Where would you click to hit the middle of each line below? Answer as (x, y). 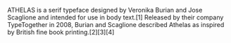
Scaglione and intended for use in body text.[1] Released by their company (115, 17)
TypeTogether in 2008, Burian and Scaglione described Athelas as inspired (116, 25)
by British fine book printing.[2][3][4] (61, 32)
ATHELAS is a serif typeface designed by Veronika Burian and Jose (105, 10)
